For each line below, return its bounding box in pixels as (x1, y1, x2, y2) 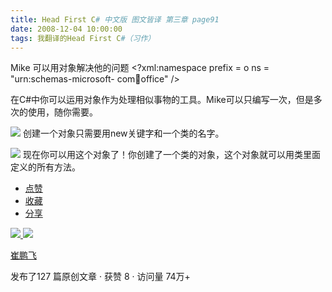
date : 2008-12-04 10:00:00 (10, 24, 123, 34)
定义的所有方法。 (10, 161, 81, 173)
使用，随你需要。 (27, 106, 98, 118)
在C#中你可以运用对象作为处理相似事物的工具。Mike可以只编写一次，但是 (10, 94, 314, 106)
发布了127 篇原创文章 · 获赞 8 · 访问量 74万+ (10, 271, 191, 283)
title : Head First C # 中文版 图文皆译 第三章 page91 (10, 14, 220, 25)
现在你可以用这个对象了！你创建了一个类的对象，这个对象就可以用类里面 (22, 149, 321, 161)
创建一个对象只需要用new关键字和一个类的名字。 (22, 127, 225, 140)
